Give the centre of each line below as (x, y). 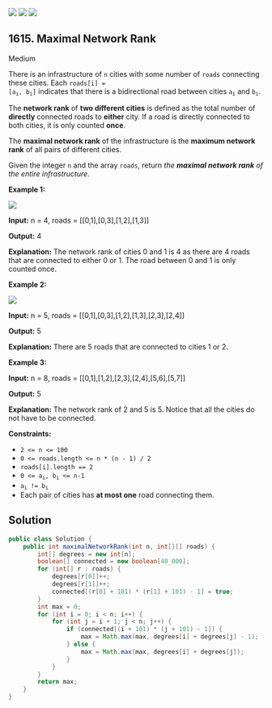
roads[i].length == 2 (56, 468)
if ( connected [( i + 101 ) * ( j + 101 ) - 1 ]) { (144, 630)
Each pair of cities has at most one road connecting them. (117, 494)
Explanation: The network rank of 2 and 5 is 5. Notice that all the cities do (132, 409)
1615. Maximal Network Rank (82, 39)
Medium (22, 58)
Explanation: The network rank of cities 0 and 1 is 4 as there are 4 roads (130, 252)
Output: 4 (25, 236)
